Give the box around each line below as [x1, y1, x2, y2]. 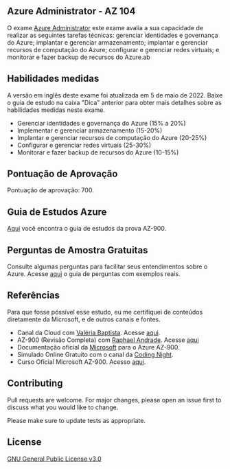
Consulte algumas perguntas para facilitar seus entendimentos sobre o [7, 262, 208, 271]
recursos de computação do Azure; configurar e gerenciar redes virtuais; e [7, 45, 220, 54]
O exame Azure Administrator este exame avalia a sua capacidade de [7, 23, 204, 32]
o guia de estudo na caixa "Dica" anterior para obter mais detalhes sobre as [7, 98, 222, 106]
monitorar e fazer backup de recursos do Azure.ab [7, 53, 151, 61]
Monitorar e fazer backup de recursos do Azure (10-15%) [16, 148, 179, 157]
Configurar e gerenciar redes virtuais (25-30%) [16, 141, 152, 149]
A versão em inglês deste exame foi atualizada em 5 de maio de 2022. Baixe [7, 91, 223, 99]
